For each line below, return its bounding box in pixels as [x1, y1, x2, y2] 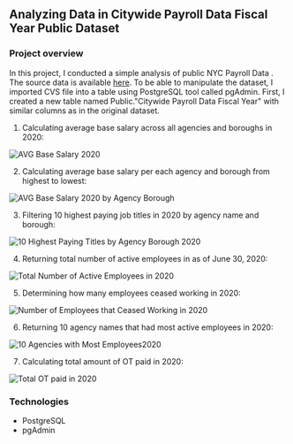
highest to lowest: [21, 175, 87, 186]
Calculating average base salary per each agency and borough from [21, 165, 271, 176]
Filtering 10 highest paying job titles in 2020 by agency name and [21, 210, 259, 220]
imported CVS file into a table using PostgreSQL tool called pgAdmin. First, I [9, 86, 285, 96]
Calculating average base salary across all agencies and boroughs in [21, 122, 273, 133]
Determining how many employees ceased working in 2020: [21, 287, 241, 298]
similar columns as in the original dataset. [9, 105, 161, 116]
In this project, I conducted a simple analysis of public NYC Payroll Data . [9, 67, 274, 78]
